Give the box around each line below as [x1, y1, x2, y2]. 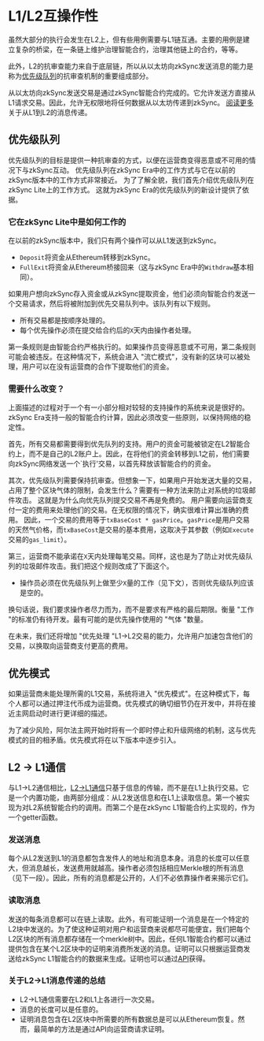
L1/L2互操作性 [8, 7, 98, 25]
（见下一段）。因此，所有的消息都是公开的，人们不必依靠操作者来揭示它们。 [8, 873, 253, 883]
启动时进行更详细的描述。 [28, 708, 112, 718]
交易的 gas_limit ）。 [8, 535, 71, 545]
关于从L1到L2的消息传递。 [8, 107, 92, 117]
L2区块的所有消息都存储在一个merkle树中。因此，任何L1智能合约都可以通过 [8, 934, 251, 943]
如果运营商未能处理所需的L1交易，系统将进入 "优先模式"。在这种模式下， [8, 689, 244, 698]
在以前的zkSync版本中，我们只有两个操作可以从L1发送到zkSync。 [8, 236, 222, 245]
